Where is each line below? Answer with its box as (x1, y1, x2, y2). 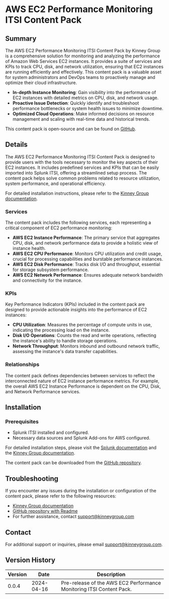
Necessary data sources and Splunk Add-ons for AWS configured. (12, 435, 150, 441)
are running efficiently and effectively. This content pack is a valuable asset (5, 69, 162, 75)
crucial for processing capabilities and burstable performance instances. (12, 256, 163, 262)
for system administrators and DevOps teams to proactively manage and (5, 74, 155, 80)
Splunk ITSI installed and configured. (12, 430, 89, 436)
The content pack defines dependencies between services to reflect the (5, 372, 155, 378)
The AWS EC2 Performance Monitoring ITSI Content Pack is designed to (5, 153, 155, 159)
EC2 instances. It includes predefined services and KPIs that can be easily (5, 164, 159, 170)
